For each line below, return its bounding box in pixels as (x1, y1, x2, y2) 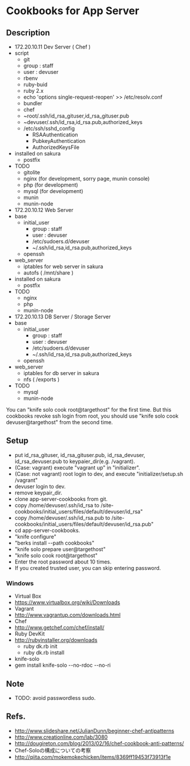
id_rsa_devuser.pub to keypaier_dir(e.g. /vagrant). (14, 458, 135, 465)
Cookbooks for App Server (6, 4, 139, 18)
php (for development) (23, 181, 78, 188)
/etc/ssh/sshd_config (23, 125, 75, 132)
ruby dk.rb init (23, 643, 58, 650)
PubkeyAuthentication (32, 138, 86, 144)
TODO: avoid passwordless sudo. (14, 694, 96, 701)
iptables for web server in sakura (23, 263, 104, 270)
